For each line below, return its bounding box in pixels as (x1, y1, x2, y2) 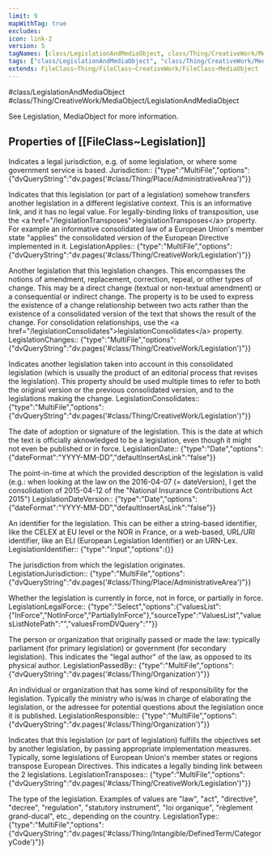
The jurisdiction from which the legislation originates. (8, 559, 185, 569)
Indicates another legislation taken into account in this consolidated (8, 359, 233, 369)
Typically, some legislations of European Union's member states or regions (8, 752, 258, 762)
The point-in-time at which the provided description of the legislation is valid (8, 468, 264, 477)
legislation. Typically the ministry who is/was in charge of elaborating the (8, 693, 252, 703)
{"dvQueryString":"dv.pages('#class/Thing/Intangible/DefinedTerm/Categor (8, 828, 261, 838)
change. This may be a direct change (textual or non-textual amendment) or (8, 283, 261, 292)
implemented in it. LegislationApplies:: (8, 241, 135, 251)
